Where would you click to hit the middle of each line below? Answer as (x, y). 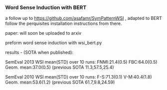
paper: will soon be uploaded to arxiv (43, 33)
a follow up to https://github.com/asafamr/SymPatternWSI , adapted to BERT (83, 18)
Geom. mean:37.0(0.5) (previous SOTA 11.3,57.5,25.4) (60, 67)
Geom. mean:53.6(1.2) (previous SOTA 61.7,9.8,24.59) (60, 82)
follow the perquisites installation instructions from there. (64, 23)
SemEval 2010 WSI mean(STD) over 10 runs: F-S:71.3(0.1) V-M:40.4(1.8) (79, 77)
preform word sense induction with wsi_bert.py (54, 43)
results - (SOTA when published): (39, 52)
